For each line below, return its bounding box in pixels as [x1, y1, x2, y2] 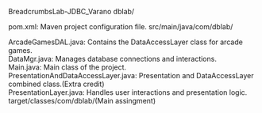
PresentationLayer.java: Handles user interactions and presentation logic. [8, 88, 248, 97]
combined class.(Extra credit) [8, 79, 105, 89]
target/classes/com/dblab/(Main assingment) [8, 96, 156, 105]
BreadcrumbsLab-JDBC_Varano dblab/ [8, 7, 135, 16]
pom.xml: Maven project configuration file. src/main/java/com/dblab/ [8, 22, 233, 31]
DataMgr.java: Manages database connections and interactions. [8, 55, 217, 63]
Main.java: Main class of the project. [8, 62, 127, 72]
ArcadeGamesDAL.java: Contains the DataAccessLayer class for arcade [8, 37, 244, 47]
